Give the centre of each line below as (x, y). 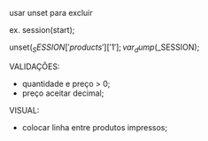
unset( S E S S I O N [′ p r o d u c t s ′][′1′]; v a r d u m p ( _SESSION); (104, 48)
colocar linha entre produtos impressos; (95, 127)
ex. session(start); (42, 30)
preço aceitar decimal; (63, 93)
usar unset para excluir (51, 13)
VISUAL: (24, 110)
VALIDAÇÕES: (35, 67)
